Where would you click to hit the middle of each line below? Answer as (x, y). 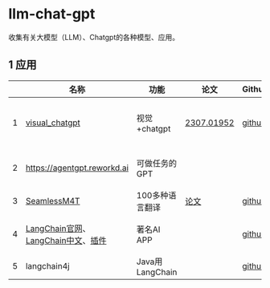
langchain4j (47, 266)
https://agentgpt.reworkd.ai (77, 168)
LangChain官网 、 (58, 228)
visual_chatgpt (53, 123)
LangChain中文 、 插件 (66, 240)
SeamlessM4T (53, 201)
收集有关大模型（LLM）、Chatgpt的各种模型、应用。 (94, 37)
